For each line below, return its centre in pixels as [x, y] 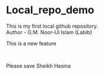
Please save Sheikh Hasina [39, 66]
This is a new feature [31, 43]
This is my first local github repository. [52, 26]
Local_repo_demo [50, 10]
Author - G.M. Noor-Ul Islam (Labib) [49, 32]
